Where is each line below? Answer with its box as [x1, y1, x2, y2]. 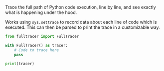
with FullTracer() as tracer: [5, 43, 68, 48]
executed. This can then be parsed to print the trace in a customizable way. [5, 24, 161, 30]
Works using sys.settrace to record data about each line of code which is [5, 19, 157, 25]
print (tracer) [5, 61, 35, 66]
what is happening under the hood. [5, 9, 77, 15]
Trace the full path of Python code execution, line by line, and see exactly [5, 4, 156, 10]
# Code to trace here [14, 47, 59, 53]
